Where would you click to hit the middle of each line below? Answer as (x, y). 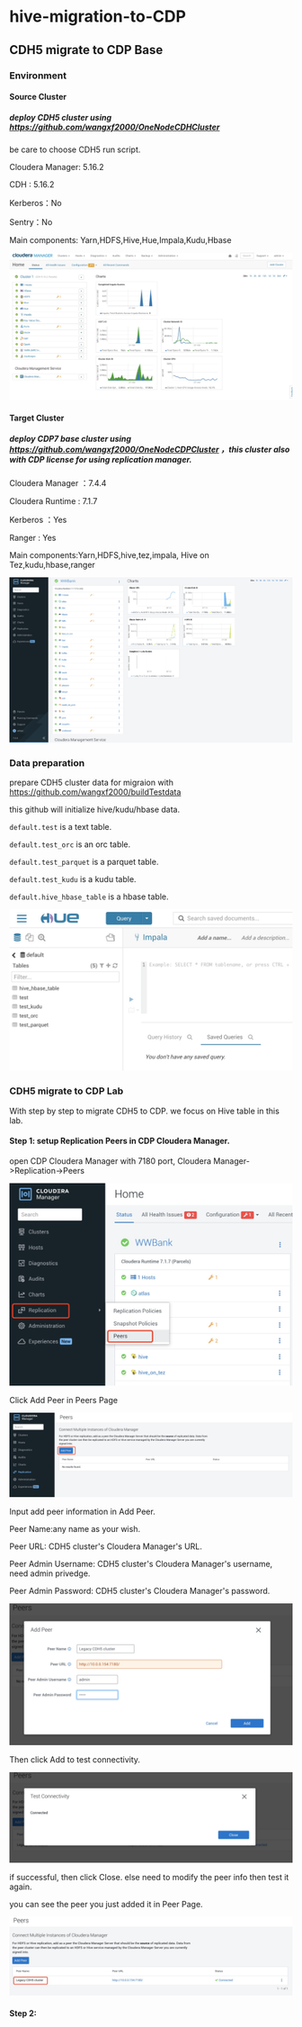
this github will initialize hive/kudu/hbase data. (95, 809)
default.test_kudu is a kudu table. (73, 878)
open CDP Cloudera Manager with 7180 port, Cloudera (111, 1161)
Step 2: (23, 2013)
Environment (38, 76)
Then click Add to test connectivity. (75, 1760)
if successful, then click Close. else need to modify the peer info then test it (149, 1877)
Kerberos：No (36, 203)
